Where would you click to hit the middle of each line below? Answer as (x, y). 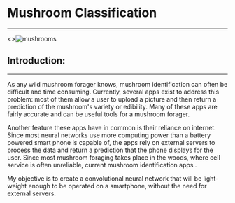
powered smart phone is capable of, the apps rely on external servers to (111, 142)
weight (17, 185)
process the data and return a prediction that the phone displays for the (110, 150)
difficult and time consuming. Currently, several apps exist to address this (113, 92)
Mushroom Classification (82, 13)
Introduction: (36, 61)
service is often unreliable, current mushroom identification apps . (102, 164)
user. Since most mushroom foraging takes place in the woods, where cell (114, 157)
